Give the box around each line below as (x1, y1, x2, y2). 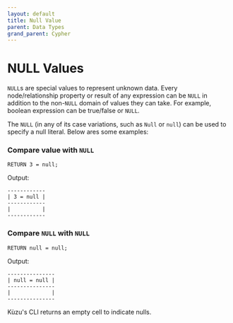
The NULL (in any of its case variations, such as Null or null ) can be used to (7, 120, 227, 129)
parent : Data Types (7, 23, 65, 30)
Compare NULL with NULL (7, 228, 90, 238)
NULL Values (7, 61, 85, 76)
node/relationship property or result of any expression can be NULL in (7, 91, 208, 100)
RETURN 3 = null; (7, 161, 59, 168)
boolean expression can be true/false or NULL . (7, 107, 140, 115)
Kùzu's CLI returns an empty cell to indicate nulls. (7, 307, 152, 316)
